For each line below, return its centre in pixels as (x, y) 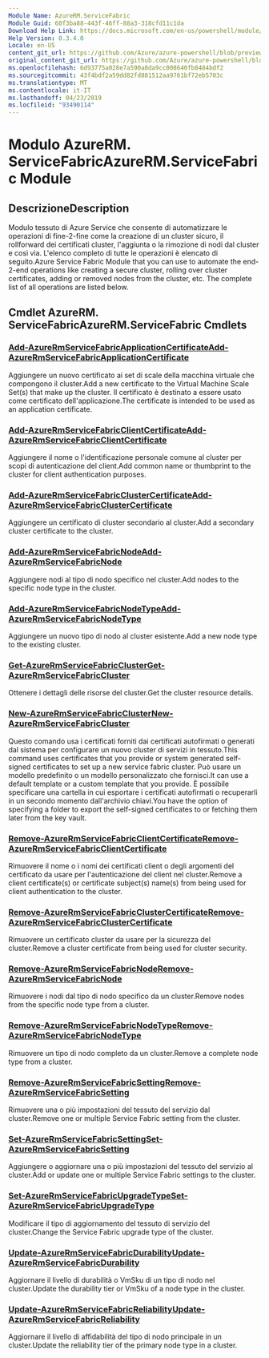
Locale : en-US (32, 46)
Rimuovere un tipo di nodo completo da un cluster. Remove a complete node (133, 1053)
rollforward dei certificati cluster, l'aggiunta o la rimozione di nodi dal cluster (134, 244)
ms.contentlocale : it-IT (50, 90)
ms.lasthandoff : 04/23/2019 (55, 98)
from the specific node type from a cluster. (79, 1005)
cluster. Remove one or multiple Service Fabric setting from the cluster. (124, 1118)
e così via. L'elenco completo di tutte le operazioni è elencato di (113, 253)
